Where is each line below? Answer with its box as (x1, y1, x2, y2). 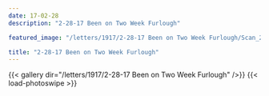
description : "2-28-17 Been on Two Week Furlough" (8, 19, 181, 27)
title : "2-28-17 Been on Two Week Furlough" (8, 48, 159, 56)
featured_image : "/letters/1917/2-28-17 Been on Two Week (8, 34, 206, 42)
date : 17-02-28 (8, 11, 59, 20)
